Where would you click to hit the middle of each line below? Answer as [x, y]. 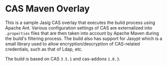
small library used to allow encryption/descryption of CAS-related [73, 43]
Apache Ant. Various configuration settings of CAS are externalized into [79, 27]
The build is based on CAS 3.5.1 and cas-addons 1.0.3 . [63, 58]
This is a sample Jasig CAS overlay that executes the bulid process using [80, 22]
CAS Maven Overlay [47, 9]
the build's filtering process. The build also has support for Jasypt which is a [84, 38]
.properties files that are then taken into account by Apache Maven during [82, 33]
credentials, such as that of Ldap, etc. [44, 49]
